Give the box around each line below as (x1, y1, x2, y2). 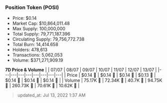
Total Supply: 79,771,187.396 (12, 31, 71, 37)
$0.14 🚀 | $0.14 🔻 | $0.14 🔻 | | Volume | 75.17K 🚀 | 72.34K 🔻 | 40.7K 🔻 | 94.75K (5, 77, 163, 83)
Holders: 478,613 (12, 47, 48, 53)
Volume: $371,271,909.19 (12, 57, 63, 63)
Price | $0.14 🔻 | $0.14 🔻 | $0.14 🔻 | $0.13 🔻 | (66, 72, 156, 78)
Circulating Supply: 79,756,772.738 (12, 36, 85, 42)
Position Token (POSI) (5, 4, 59, 11)
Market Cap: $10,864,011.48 (12, 20, 70, 26)
